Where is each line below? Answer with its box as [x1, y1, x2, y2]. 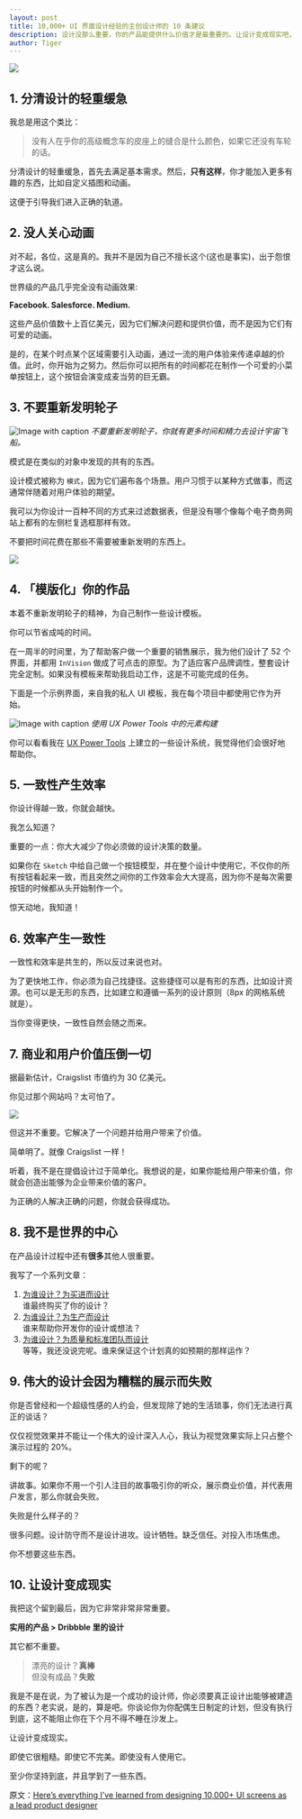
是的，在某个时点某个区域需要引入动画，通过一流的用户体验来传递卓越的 [9, 348, 277, 359]
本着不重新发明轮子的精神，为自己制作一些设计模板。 [9, 608, 207, 618]
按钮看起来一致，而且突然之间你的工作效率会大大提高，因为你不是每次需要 [16, 872, 293, 882]
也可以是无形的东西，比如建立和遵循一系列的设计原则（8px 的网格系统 [24, 987, 286, 998]
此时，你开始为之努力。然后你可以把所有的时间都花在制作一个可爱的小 [24, 360, 285, 370]
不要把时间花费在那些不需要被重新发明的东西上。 [9, 535, 191, 546]
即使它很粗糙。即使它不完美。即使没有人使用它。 [9, 1751, 191, 1762]
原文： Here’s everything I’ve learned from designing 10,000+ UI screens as [9, 1790, 288, 1801]
